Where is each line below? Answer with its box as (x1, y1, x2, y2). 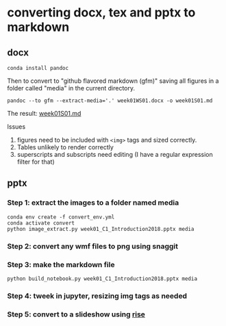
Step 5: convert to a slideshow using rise (7, 310, 146, 319)
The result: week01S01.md (7, 110, 81, 117)
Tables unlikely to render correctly (16, 143, 114, 151)
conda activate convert (7, 219, 75, 227)
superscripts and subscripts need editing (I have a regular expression (16, 151, 214, 158)
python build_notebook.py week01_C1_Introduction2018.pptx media (7, 275, 197, 282)
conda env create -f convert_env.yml (7, 214, 115, 221)
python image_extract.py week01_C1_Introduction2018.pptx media (7, 225, 194, 232)
